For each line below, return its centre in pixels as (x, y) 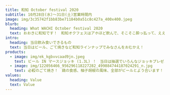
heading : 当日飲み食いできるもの (41, 43)
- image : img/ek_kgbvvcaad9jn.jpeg (47, 57)
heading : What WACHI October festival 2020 (56, 29)
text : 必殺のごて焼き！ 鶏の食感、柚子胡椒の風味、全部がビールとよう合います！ (89, 71)
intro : (12, 38)
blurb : (12, 24)
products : (16, 52)
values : (13, 75)
